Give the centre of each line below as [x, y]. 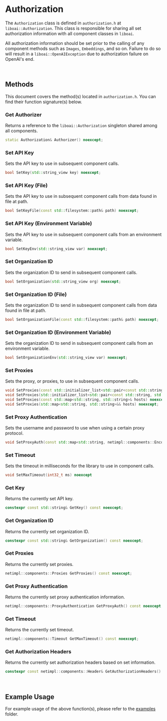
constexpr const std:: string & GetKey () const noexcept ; [64, 508]
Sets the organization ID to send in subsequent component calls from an [79, 343]
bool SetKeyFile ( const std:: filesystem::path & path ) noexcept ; [72, 211]
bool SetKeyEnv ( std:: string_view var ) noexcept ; [56, 249]
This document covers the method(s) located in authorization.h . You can [81, 96]
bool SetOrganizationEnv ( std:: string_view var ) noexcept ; [66, 358]
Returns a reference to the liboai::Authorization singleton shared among [81, 126]
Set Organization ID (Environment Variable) [58, 332]
